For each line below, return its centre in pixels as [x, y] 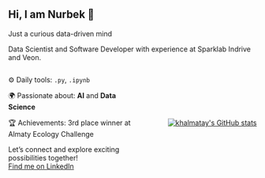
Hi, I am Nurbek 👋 [51, 15]
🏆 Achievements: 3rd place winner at [70, 123]
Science [22, 107]
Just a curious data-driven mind [60, 33]
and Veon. [25, 57]
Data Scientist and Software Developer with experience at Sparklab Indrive [129, 49]
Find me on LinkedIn [41, 166]
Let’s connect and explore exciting [64, 149]
